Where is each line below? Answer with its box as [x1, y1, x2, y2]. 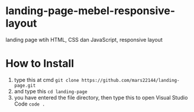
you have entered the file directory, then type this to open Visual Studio [14, 94, 188, 101]
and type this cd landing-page [14, 87, 88, 95]
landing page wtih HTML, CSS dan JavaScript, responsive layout [5, 36, 163, 43]
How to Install [5, 57, 75, 70]
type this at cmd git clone [14, 76, 79, 83]
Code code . [14, 100, 46, 107]
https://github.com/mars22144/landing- [81, 77, 180, 83]
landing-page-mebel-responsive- [5, 4, 176, 18]
